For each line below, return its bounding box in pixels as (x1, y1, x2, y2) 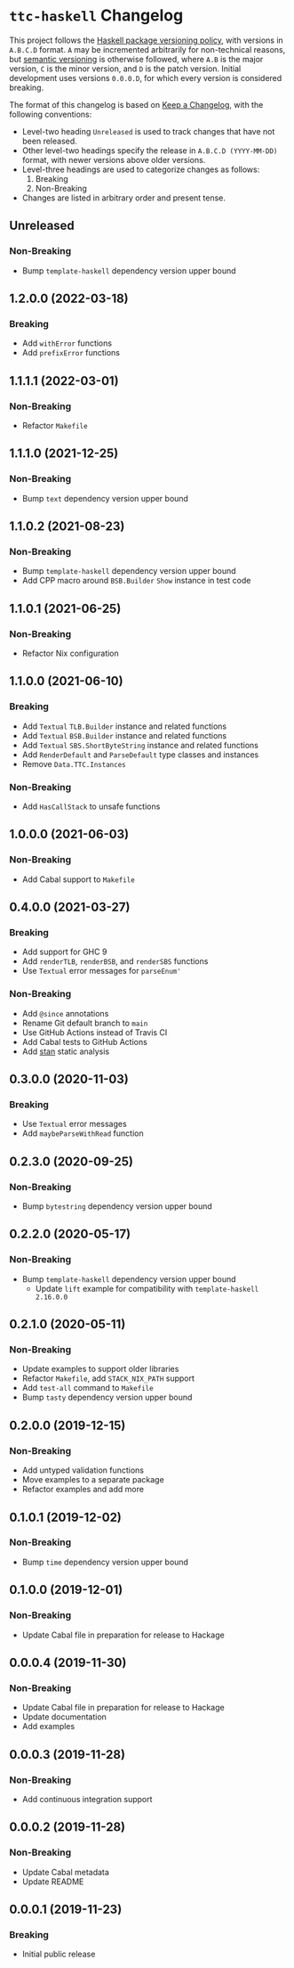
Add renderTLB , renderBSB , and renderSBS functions (21, 956, 209, 967)
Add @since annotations (21, 1008, 109, 1018)
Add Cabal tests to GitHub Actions (21, 1036, 148, 1047)
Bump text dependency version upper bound (21, 493, 189, 503)
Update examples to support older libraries (21, 1364, 179, 1375)
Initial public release (21, 1948, 96, 1960)
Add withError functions (21, 338, 113, 348)
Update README (21, 1876, 84, 1887)
